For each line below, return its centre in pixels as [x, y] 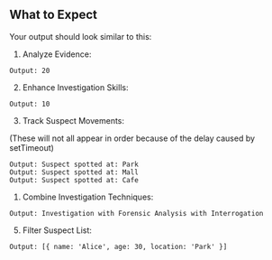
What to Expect [53, 15]
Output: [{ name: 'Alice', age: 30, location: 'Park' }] [118, 246]
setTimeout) [32, 147]
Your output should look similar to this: [81, 36]
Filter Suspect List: [57, 230]
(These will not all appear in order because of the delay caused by [132, 138]
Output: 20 [30, 70]
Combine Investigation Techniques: [88, 197]
